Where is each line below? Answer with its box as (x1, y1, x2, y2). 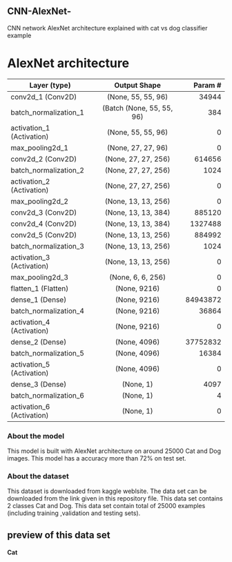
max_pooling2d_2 (10, 196, 69, 206)
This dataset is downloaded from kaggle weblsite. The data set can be (7, 487, 207, 496)
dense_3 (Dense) (10, 379, 67, 389)
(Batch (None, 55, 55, (102, 103, 173, 113)
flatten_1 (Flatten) (10, 283, 69, 293)
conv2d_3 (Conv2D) (10, 207, 77, 217)
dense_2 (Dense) (10, 337, 67, 347)
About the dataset (7, 471, 69, 481)
